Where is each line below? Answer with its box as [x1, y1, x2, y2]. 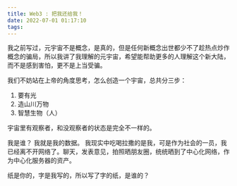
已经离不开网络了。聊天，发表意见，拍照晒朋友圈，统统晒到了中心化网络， [7, 147, 224, 156]
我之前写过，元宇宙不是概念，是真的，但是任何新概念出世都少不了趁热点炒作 [7, 44, 230, 52]
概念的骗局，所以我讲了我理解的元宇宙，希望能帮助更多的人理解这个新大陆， [7, 52, 230, 61]
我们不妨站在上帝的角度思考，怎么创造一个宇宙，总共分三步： [7, 76, 187, 85]
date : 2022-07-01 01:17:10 [7, 17, 87, 24]
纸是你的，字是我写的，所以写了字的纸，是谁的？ [7, 171, 150, 180]
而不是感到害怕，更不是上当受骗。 [7, 61, 107, 70]
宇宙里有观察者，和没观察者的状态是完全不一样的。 [7, 124, 156, 132]
